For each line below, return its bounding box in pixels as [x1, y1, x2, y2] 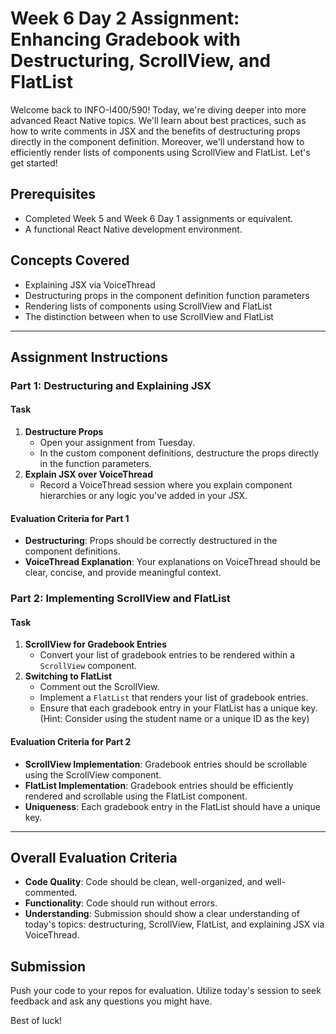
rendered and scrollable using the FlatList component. [24, 790, 248, 802]
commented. [24, 887, 78, 899]
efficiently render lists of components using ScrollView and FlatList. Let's [10, 146, 311, 158]
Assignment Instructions [10, 348, 168, 366]
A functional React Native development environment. [24, 223, 243, 235]
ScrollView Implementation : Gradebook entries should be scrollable [24, 758, 308, 770]
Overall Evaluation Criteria [10, 850, 178, 866]
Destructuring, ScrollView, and [10, 50, 272, 72]
